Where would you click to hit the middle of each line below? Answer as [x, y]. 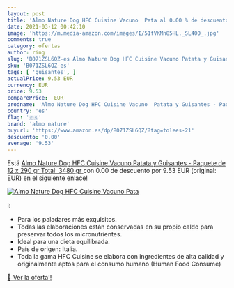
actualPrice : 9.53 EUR [40, 78]
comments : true [29, 40]
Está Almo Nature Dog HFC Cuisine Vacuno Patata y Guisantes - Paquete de [117, 163]
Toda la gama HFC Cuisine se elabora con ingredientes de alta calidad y [120, 257]
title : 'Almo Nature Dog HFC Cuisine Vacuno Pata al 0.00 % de [102, 20]
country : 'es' [28, 111]
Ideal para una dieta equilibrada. [63, 242]
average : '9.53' [31, 144]
